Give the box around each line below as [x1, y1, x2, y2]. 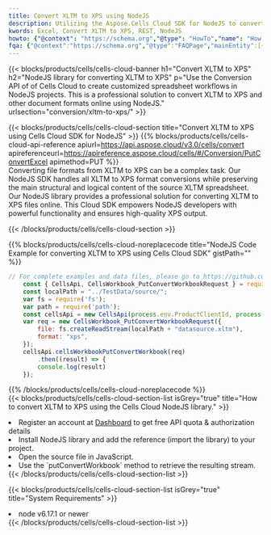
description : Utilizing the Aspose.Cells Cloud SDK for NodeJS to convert [8, 19, 265, 27]
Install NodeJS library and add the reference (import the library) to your [19, 435, 256, 444]
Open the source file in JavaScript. [19, 452, 134, 461]
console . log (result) [37, 363, 106, 371]
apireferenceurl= [8, 149, 65, 158]
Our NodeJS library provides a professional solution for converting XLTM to [8, 192, 259, 201]
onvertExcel [8, 157, 48, 166]
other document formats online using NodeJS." [8, 99, 165, 108]
